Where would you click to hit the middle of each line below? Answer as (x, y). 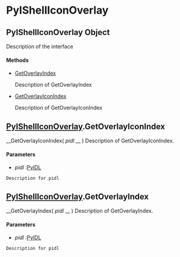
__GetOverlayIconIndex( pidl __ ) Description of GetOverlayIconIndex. (90, 141)
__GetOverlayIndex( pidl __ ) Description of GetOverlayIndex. (80, 211)
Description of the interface (40, 46)
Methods (17, 60)
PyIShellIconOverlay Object (58, 32)
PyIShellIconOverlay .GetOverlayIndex (78, 196)
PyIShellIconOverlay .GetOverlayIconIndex (86, 126)
